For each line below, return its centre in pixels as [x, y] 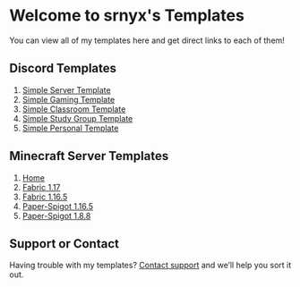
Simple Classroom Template [74, 109]
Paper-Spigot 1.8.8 [56, 215]
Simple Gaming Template [69, 99]
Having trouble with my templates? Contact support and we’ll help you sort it [150, 266]
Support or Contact [64, 244]
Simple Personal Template [70, 128]
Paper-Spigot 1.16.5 [58, 206]
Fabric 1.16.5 [45, 197]
